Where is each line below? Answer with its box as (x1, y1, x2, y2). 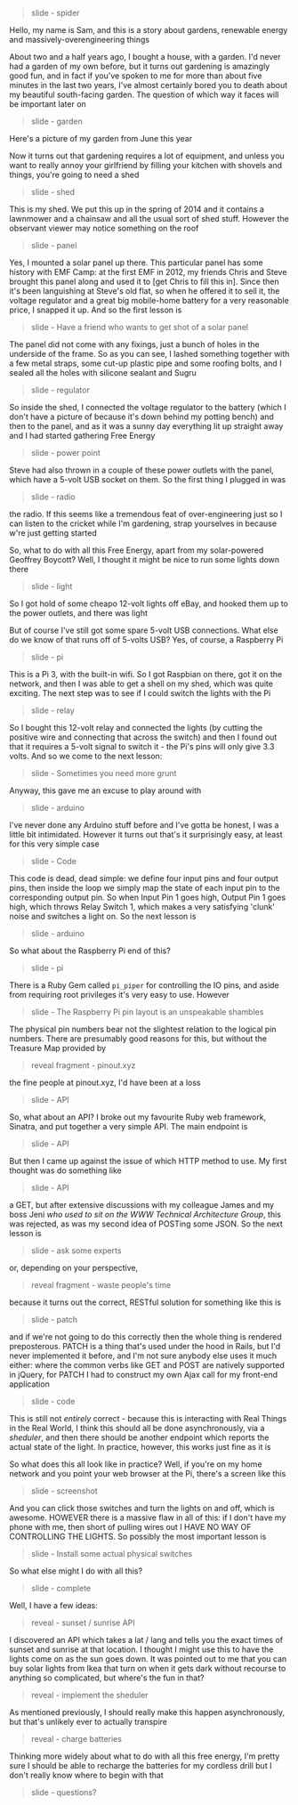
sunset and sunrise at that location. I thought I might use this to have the (9, 1644, 274, 1655)
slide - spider (30, 8, 80, 18)
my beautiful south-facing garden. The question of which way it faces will (9, 89, 279, 100)
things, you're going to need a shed (9, 169, 140, 180)
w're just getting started (9, 528, 98, 538)
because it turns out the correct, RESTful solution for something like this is (9, 1297, 282, 1307)
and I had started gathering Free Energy (9, 431, 156, 441)
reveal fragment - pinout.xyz (30, 1060, 136, 1071)
